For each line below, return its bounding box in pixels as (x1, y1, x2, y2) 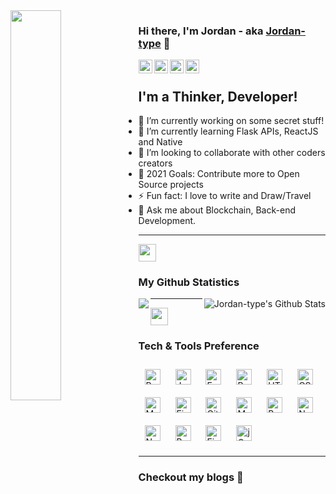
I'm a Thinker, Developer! (138, 88, 298, 105)
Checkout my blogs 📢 (138, 470, 244, 484)
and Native (138, 136, 183, 148)
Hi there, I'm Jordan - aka (138, 24, 264, 38)
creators (138, 157, 173, 169)
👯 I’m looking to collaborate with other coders (138, 147, 326, 159)
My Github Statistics (138, 275, 240, 289)
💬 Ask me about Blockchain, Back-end (138, 204, 296, 216)
